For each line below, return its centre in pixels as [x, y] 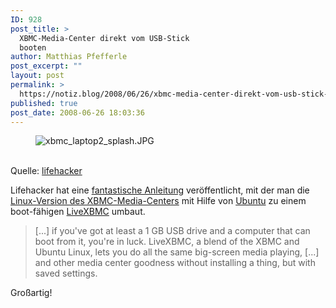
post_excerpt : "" [46, 66]
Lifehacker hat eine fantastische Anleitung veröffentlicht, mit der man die [160, 190]
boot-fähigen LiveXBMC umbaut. [78, 212]
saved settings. [66, 273]
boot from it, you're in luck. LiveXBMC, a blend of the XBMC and [167, 242]
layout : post [37, 76]
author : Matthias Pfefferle [69, 57]
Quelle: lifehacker [46, 171]
